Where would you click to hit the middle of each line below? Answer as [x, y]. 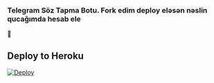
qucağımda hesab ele [44, 19]
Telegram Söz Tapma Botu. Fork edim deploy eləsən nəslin [107, 10]
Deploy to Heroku [46, 56]
